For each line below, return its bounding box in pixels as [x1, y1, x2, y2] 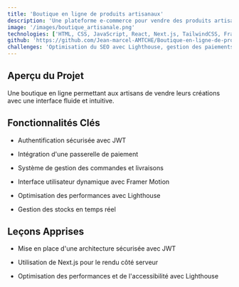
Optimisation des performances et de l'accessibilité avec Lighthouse [17, 272, 219, 281]
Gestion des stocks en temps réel [17, 204, 116, 214]
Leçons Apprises [7, 226, 84, 238]
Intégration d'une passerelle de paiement [17, 150, 139, 158]
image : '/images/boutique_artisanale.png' [7, 24, 135, 31]
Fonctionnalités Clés [7, 117, 101, 129]
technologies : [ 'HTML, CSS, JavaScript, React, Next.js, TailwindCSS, [7, 30, 221, 38]
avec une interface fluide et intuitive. [7, 96, 115, 105]
